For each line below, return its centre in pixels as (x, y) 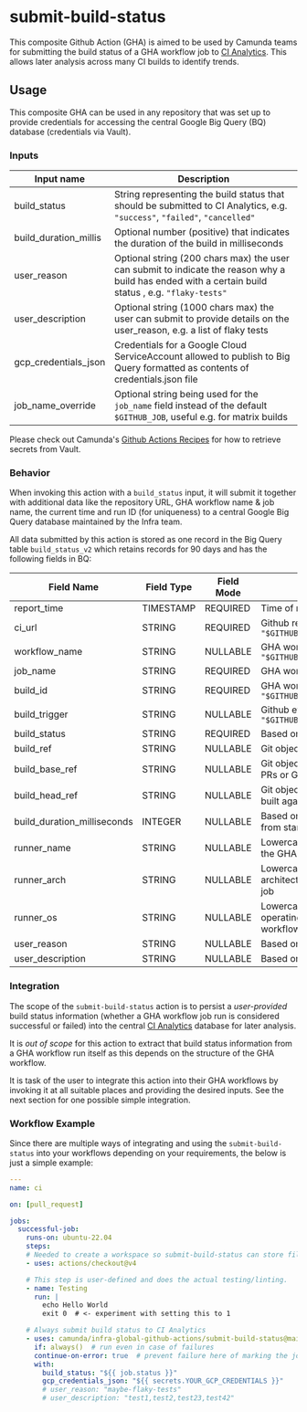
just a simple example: (52, 1163)
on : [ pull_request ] (47, 1204)
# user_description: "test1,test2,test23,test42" (138, 1398)
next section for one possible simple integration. (100, 1100)
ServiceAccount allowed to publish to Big (202, 356)
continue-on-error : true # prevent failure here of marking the (160, 1355)
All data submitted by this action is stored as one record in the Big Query (146, 540)
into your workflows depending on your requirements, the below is (161, 1153)
